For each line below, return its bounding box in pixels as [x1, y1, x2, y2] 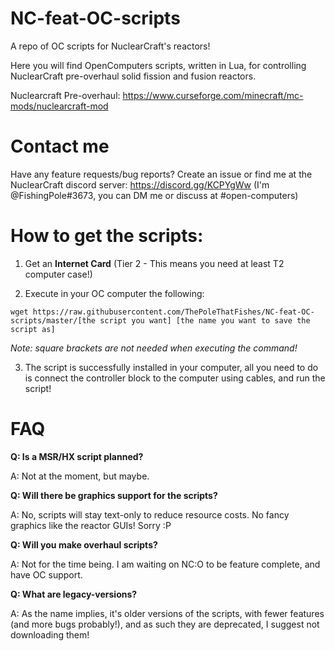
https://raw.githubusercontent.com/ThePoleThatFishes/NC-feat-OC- [32, 307, 315, 317]
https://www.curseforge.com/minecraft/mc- [122, 89, 304, 101]
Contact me [10, 135, 110, 158]
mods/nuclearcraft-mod [10, 100, 109, 112]
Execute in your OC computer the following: [24, 287, 205, 299]
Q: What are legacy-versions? [10, 588, 138, 600]
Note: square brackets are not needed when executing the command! [10, 342, 298, 354]
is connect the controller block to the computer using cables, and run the [24, 372, 326, 384]
